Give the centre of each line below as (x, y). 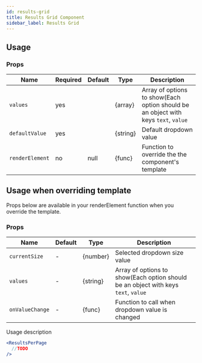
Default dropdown (167, 130)
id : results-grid (28, 12)
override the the (164, 155)
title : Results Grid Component (45, 17)
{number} (96, 257)
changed (127, 317)
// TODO (20, 349)
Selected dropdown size (149, 253)
